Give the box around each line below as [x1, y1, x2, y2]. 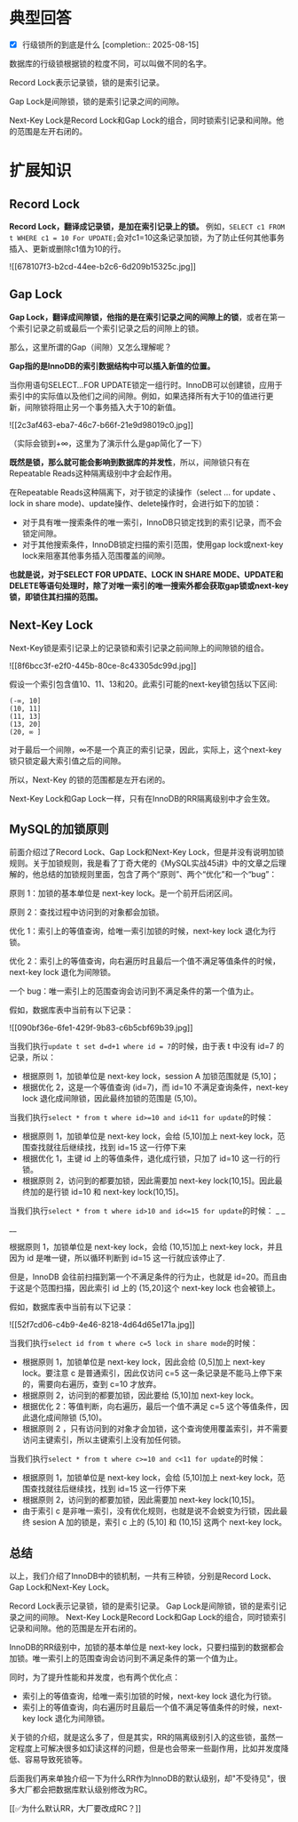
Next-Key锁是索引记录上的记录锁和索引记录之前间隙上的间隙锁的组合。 [9, 642, 269, 653]
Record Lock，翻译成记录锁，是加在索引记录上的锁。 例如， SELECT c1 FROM [9, 222, 286, 231]
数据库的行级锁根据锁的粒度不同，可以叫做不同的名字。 [9, 59, 211, 69]
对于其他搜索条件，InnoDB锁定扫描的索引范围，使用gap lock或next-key [21, 539, 284, 550]
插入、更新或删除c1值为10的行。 [9, 244, 126, 254]
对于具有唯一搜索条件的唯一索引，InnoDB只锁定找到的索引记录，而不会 [21, 517, 282, 528]
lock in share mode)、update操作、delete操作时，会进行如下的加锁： [9, 497, 262, 508]
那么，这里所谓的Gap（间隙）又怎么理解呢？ [9, 342, 172, 352]
